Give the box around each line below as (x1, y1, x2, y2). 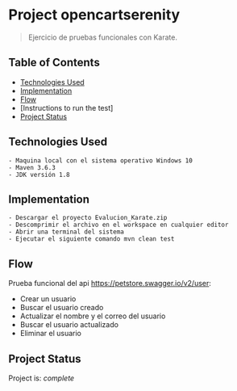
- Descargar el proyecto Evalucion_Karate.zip (8, 214, 168, 222)
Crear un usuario (19, 294, 77, 304)
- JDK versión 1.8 (8, 170, 70, 179)
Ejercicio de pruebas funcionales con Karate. (27, 32, 177, 42)
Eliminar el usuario (19, 329, 82, 338)
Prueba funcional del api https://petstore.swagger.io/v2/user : (8, 279, 212, 288)
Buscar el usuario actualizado (19, 320, 119, 330)
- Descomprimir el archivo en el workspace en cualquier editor (8, 221, 229, 229)
